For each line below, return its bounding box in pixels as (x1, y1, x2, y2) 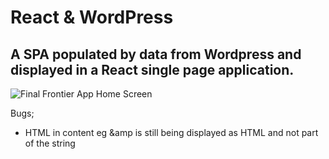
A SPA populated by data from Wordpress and (10, 46, 302, 63)
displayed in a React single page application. (10, 61, 295, 78)
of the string (24, 137, 76, 149)
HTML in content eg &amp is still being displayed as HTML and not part (24, 127, 319, 138)
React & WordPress (10, 6, 174, 29)
